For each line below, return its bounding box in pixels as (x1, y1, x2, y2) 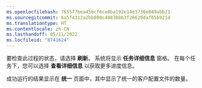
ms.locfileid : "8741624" (6, 37, 70, 43)
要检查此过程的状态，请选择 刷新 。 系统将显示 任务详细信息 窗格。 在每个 (6, 55, 190, 61)
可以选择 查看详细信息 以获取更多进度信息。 (27, 62, 138, 69)
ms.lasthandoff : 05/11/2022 (6, 32, 78, 38)
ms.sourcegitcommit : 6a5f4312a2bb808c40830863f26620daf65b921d (6, 15, 171, 21)
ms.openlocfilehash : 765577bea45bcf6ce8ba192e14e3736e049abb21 (6, 8, 171, 15)
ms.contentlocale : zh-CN (6, 25, 70, 32)
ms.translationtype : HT (6, 20, 67, 26)
